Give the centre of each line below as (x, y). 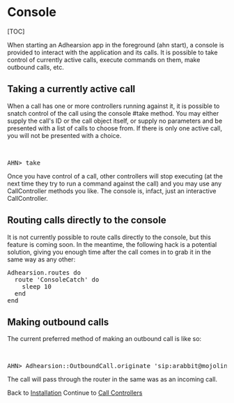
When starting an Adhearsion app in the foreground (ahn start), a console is (116, 45)
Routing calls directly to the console (87, 220)
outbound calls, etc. (36, 67)
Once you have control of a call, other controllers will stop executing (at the (115, 176)
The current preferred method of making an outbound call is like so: (104, 339)
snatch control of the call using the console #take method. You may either (113, 113)
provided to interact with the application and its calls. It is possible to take (112, 52)
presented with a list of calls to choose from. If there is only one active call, (115, 128)
